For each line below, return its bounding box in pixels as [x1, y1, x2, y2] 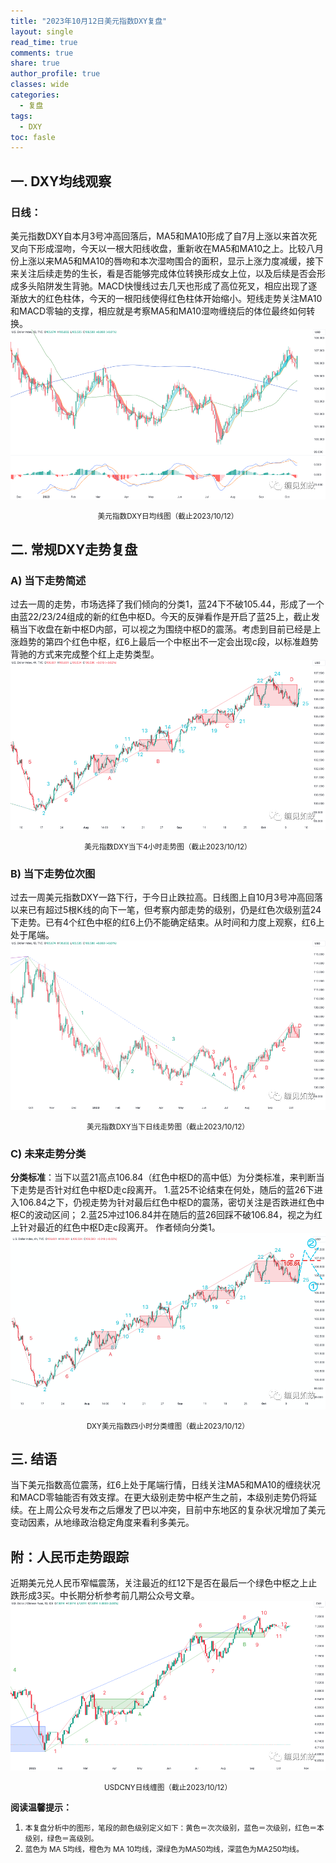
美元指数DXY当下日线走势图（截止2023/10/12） [86, 1121, 250, 1132]
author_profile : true [10, 69, 101, 79]
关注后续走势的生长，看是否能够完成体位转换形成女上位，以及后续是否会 [18, 267, 317, 279]
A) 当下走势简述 [10, 573, 87, 587]
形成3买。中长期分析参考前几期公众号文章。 [18, 1590, 200, 1602]
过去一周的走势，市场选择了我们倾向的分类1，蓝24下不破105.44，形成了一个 [10, 598, 325, 610]
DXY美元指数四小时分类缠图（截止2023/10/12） [86, 1421, 250, 1431]
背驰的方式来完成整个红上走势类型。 [10, 648, 160, 660]
